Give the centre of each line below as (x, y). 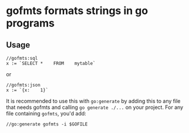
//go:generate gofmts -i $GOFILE (47, 124)
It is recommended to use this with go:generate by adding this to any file (93, 101)
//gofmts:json (23, 85)
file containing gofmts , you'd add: (46, 113)
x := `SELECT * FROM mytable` (51, 63)
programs (30, 23)
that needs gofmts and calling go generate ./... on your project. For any (95, 107)
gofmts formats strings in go (77, 11)
